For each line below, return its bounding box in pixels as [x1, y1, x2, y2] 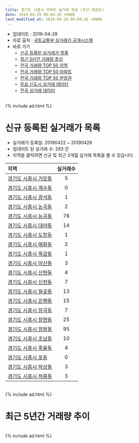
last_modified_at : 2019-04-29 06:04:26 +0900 [5, 17, 102, 22]
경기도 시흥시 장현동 [8, 316, 53, 323]
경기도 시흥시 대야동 [8, 222, 53, 229]
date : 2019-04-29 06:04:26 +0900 [5, 12, 75, 17]
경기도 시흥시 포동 [8, 354, 48, 361]
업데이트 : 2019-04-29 [12, 31, 58, 37]
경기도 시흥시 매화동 [8, 241, 53, 248]
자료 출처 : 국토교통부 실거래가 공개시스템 [12, 37, 93, 43]
